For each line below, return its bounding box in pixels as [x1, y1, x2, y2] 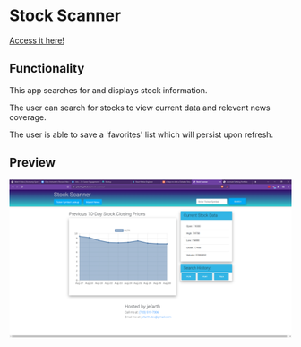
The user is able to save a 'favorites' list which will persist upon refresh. [9, 129, 274, 140]
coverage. [9, 111, 47, 122]
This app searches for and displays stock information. [9, 84, 208, 95]
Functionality [9, 61, 85, 76]
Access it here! [9, 35, 65, 46]
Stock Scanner [9, 5, 122, 26]
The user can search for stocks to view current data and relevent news [9, 102, 271, 113]
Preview [9, 155, 56, 170]
